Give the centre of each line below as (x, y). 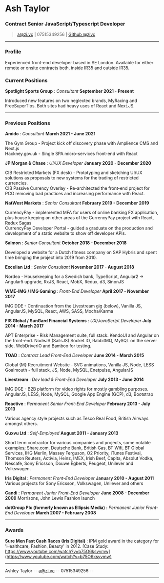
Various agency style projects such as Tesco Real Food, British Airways (77, 418)
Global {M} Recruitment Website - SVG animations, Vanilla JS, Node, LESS (80, 365)
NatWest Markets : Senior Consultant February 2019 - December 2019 (77, 203)
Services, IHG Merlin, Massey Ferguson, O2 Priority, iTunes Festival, (74, 453)
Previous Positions (28, 123)
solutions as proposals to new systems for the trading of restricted (72, 178)
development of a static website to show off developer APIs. (66, 233)
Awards (14, 530)
